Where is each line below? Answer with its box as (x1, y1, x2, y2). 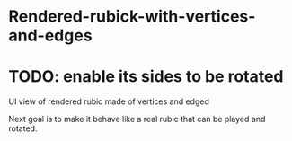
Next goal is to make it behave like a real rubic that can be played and (8, 114, 266, 125)
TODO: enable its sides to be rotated (8, 66, 284, 87)
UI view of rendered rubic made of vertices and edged (8, 96, 210, 107)
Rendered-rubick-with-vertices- (8, 6, 256, 27)
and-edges (8, 25, 93, 46)
